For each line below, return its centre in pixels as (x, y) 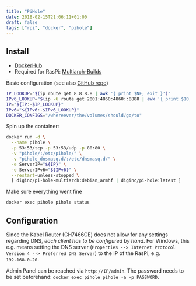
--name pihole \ (31, 143)
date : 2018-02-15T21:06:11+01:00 (47, 17)
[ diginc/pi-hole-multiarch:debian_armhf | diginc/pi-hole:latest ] (96, 181)
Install (17, 51)
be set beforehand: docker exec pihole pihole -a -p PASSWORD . (83, 277)
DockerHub (28, 65)
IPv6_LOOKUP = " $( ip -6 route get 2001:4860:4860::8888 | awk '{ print (92, 99)
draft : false (22, 22)
